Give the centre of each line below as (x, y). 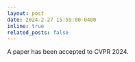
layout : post (26, 13)
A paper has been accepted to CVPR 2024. (68, 52)
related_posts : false (38, 32)
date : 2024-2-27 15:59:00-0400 (52, 20)
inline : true (26, 26)
